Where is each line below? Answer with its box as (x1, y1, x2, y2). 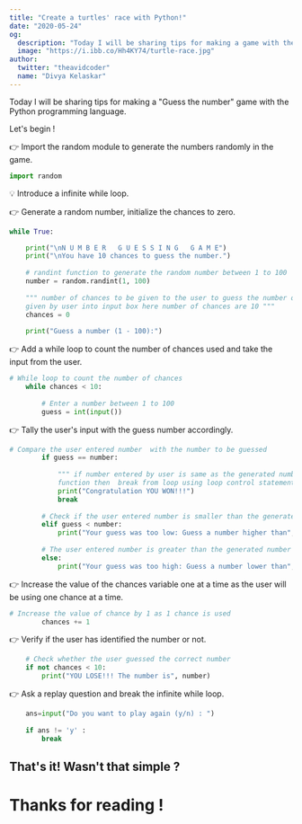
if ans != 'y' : (25, 725, 87, 735)
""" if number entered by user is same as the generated (57, 470, 276, 479)
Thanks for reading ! (9, 795, 164, 816)
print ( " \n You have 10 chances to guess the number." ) (25, 252, 231, 261)
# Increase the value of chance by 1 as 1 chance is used (9, 608, 231, 618)
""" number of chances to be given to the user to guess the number (25, 293, 288, 302)
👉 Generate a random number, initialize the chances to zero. (9, 206, 236, 217)
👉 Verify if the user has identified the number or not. (9, 634, 207, 645)
